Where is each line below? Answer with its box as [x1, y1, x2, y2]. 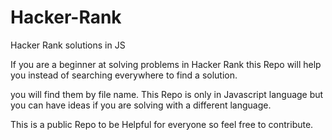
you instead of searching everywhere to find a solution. [10, 69, 238, 81]
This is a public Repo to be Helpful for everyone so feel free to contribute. [10, 118, 314, 130]
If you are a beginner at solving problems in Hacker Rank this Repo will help [10, 58, 322, 70]
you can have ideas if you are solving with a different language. [10, 99, 272, 111]
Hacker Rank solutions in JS [10, 39, 126, 51]
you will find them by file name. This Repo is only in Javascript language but [10, 88, 324, 100]
